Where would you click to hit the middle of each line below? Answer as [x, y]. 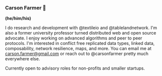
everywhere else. [23, 59]
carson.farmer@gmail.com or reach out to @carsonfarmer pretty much [77, 54]
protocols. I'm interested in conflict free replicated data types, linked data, [80, 43]
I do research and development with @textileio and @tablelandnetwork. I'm [81, 28]
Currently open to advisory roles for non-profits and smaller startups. [75, 68]
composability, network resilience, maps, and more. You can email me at [78, 49]
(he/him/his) [18, 19]
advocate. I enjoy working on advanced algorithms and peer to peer [74, 38]
